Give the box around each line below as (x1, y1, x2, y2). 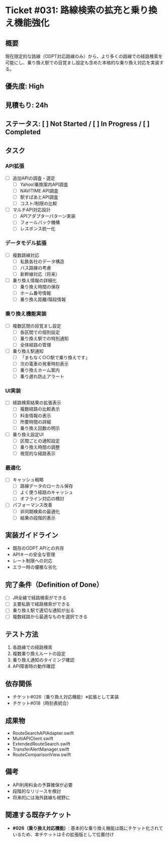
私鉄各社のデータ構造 (20, 258, 64, 264)
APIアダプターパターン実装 (20, 213, 76, 219)
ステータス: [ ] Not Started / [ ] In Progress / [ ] (5, 120, 150, 128)
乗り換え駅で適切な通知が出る (12, 607, 74, 614)
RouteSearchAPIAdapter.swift (12, 730, 74, 736)
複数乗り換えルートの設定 (12, 651, 66, 657)
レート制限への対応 (12, 558, 53, 564)
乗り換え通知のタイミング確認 (12, 657, 74, 663)
